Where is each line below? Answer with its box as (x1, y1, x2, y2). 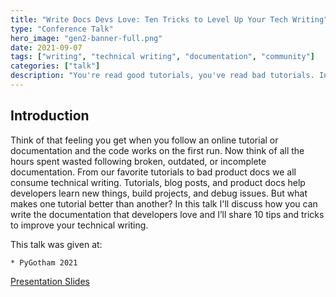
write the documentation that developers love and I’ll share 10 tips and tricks (10, 208, 325, 220)
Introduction (10, 107, 90, 125)
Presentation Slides (10, 275, 90, 287)
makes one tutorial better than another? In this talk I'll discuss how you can (10, 197, 318, 210)
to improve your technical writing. (10, 219, 149, 231)
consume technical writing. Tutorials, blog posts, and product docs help (10, 176, 306, 188)
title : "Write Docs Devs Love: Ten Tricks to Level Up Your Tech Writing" (10, 14, 329, 25)
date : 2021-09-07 (10, 42, 83, 53)
